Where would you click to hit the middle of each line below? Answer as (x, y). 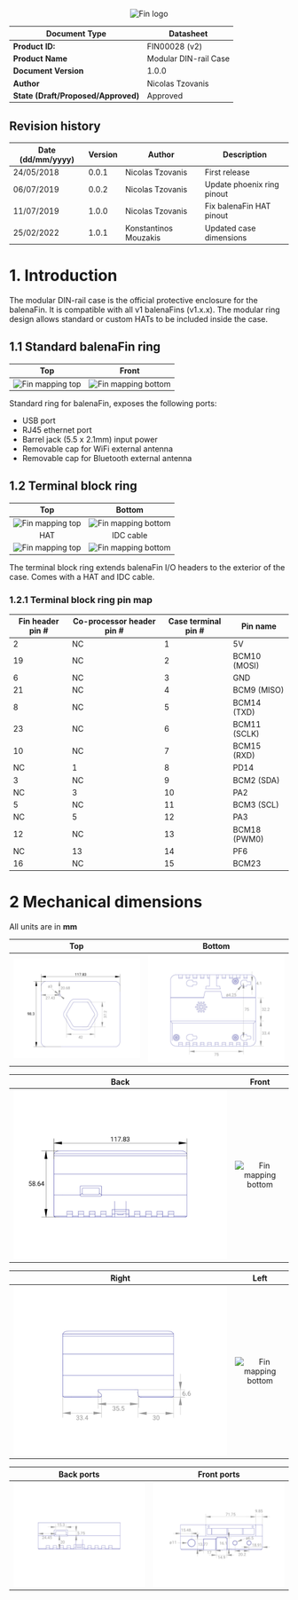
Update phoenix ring (242, 184)
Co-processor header (114, 622)
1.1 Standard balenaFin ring (85, 347)
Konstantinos (149, 228)
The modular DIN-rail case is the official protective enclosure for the (134, 300)
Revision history (55, 125)
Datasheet (188, 33)
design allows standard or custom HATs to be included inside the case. (139, 319)
